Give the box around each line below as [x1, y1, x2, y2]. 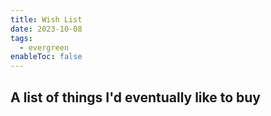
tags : [10, 33, 33, 43]
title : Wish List [10, 14, 83, 25]
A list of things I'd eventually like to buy [10, 89, 262, 106]
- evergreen [19, 42, 70, 53]
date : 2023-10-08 [10, 24, 83, 34]
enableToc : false [10, 52, 83, 62]
